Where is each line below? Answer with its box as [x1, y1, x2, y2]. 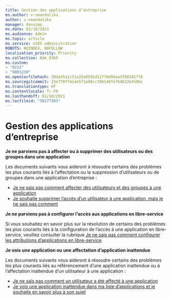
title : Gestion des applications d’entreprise [5, 7, 106, 13]
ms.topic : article [5, 36, 45, 42]
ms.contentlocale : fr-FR [5, 88, 58, 94]
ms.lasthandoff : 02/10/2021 [5, 93, 66, 99]
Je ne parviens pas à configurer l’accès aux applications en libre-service [5, 211, 164, 217]
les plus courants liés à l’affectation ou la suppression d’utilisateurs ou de [5, 169, 160, 175]
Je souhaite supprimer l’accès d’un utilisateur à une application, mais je [12, 196, 163, 202]
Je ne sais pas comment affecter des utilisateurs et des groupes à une [12, 184, 161, 191]
